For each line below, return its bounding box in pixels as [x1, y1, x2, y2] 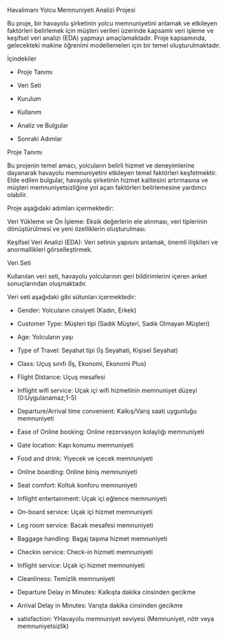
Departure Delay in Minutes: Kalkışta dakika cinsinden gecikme [17, 588, 196, 596]
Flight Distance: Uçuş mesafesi [17, 373, 105, 381]
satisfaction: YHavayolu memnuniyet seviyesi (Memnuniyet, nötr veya [17, 615, 215, 623]
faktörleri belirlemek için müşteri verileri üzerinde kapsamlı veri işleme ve [7, 27, 214, 34]
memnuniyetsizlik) [17, 622, 69, 630]
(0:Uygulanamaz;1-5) [17, 394, 77, 402]
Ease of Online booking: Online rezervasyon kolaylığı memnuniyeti [17, 427, 205, 436]
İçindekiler [7, 54, 37, 63]
